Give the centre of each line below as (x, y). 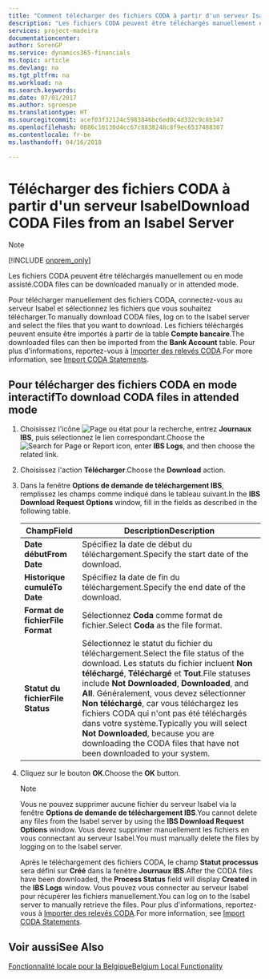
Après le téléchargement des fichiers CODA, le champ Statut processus (139, 862)
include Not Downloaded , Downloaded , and (166, 684)
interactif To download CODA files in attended (124, 397)
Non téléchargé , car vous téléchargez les (160, 704)
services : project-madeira (53, 30)
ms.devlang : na (34, 68)
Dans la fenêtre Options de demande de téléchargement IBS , (122, 486)
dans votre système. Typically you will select (165, 724)
